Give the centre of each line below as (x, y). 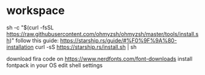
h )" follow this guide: (33, 40)
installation (20, 47)
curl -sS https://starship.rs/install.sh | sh (86, 47)
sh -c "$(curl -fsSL (30, 27)
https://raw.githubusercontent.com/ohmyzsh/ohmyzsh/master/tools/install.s (102, 34)
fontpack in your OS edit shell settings (55, 65)
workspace (36, 11)
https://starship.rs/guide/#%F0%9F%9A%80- (118, 40)
